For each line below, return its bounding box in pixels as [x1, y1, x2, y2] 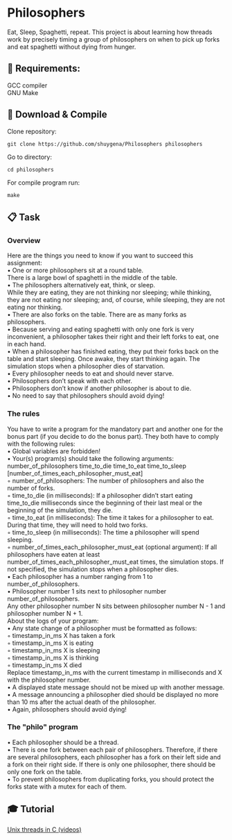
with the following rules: [7, 439, 75, 448]
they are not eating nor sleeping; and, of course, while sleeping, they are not [7, 296, 225, 304]
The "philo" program [7, 722, 78, 732]
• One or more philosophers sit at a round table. [7, 266, 144, 275]
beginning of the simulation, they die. [7, 505, 113, 514]
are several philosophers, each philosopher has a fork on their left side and [7, 753, 222, 761]
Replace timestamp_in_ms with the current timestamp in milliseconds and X [7, 668, 223, 676]
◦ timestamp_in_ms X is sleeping [7, 646, 100, 654]
